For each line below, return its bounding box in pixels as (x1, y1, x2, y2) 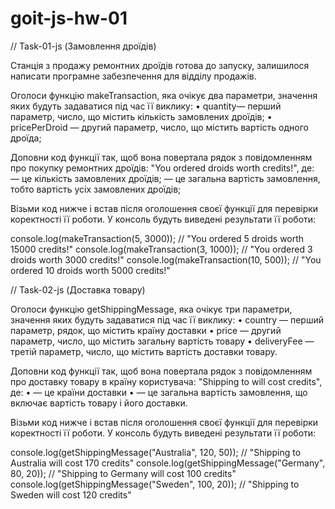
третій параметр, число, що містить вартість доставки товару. (10, 345, 278, 357)
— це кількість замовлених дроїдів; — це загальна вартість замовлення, (10, 172, 321, 184)
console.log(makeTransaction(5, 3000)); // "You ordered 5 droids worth (10, 232, 305, 244)
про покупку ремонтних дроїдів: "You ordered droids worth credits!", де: (10, 162, 315, 174)
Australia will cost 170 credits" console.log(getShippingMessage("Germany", (10, 457, 326, 469)
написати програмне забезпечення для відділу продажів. (10, 70, 257, 82)
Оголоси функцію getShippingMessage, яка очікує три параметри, (10, 303, 293, 315)
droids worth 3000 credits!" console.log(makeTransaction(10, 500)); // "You (10, 253, 322, 266)
